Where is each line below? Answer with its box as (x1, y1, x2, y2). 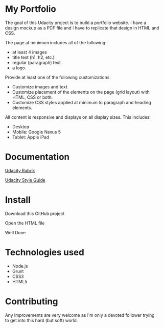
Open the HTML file (5, 220, 45, 226)
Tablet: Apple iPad (12, 134, 49, 140)
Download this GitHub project (5, 210, 65, 217)
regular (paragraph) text (12, 59, 61, 65)
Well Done (5, 229, 26, 235)
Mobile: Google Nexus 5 (12, 129, 61, 135)
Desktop (12, 124, 29, 130)
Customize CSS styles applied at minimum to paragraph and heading (12, 99, 151, 105)
